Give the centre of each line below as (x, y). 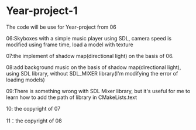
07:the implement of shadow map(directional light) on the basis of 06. (90, 56)
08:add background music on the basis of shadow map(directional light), (94, 67)
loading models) (25, 80)
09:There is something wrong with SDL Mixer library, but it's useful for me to (98, 91)
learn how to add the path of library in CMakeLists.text (72, 97)
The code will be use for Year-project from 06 (61, 27)
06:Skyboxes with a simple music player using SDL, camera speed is (89, 38)
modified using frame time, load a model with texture (70, 45)
